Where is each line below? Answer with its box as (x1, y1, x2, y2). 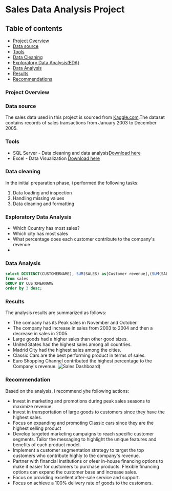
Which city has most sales (12, 230, 68, 237)
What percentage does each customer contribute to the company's (12, 236, 155, 242)
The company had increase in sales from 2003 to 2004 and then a (12, 325, 153, 331)
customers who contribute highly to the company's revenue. (12, 452, 140, 459)
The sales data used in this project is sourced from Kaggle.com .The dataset (5, 114, 165, 120)
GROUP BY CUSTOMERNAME (5, 281, 54, 286)
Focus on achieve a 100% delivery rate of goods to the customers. (12, 480, 153, 486)
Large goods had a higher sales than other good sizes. (12, 336, 128, 342)
